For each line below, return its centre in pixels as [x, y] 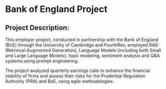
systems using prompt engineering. [42, 61]
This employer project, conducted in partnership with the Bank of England [82, 39]
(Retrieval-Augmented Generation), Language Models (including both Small [83, 50]
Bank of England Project [56, 9]
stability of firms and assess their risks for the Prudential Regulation [75, 76]
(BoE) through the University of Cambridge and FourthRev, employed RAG [82, 45]
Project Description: [37, 28]
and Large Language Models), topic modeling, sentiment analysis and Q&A [82, 55]
